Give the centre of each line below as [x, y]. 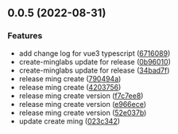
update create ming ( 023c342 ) [70, 121]
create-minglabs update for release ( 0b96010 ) [95, 61]
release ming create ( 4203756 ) [70, 87]
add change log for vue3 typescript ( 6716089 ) [95, 53]
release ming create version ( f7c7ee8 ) [81, 96]
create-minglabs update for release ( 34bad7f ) [94, 70]
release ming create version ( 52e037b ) [83, 112]
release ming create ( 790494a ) [70, 78]
